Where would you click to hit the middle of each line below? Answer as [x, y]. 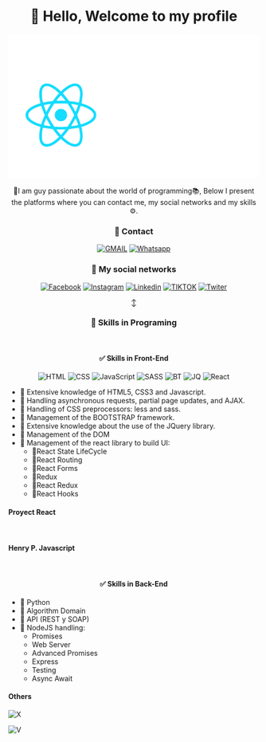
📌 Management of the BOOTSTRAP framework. [97, 418]
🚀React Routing [57, 460]
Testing [44, 669]
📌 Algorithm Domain [53, 610]
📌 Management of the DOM [65, 434]
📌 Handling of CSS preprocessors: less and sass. [100, 409]
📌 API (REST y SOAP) [55, 619]
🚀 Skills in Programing [134, 323]
